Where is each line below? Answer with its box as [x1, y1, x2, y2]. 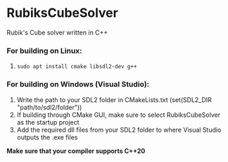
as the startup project [16, 118, 80, 126]
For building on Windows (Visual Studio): [6, 80, 150, 89]
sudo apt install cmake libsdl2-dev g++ [16, 63, 137, 70]
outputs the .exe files [16, 132, 78, 142]
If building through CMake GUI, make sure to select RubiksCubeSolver [16, 111, 221, 119]
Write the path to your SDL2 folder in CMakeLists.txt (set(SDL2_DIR [16, 95, 213, 104]
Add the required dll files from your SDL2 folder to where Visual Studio [16, 125, 222, 134]
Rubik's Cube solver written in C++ [6, 28, 108, 37]
